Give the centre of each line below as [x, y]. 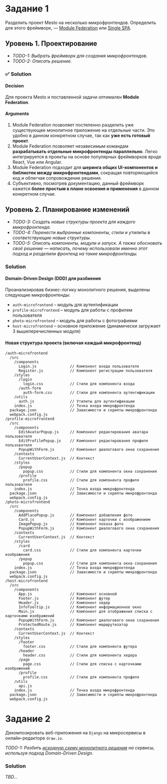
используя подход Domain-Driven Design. [49, 753]
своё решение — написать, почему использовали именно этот [80, 248]
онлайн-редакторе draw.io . [34, 738]
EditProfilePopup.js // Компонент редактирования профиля [83, 441]
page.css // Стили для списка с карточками [82, 664]
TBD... [11, 777]
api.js [25, 686]
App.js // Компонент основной [68, 594]
